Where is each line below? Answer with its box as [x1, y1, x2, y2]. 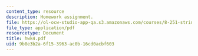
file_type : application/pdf [6, 24, 75, 31]
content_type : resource [6, 8, 65, 15]
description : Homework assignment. [6, 14, 94, 20]
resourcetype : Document [6, 30, 65, 36]
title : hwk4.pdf [6, 36, 46, 41]
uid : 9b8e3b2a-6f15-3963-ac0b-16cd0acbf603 [6, 41, 115, 47]
